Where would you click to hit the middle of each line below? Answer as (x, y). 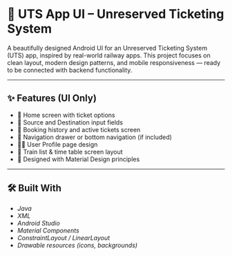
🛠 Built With (35, 189)
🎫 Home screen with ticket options (66, 115)
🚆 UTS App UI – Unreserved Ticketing (116, 14)
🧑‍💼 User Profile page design (57, 144)
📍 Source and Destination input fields (70, 122)
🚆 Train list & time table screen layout (70, 152)
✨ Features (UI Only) (52, 99)
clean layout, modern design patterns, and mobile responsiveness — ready (114, 62)
